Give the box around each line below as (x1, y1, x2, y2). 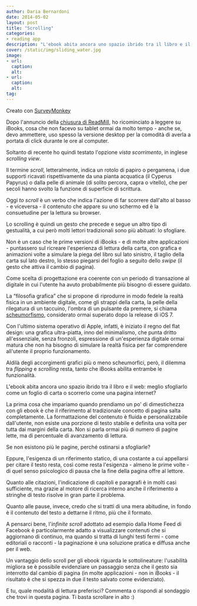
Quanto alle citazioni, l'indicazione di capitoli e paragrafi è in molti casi (6, 479, 176, 486)
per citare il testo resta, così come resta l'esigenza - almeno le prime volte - (6, 461, 189, 468)
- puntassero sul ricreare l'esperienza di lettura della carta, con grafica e (6, 244, 182, 251)
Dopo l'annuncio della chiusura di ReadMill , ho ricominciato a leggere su (6, 118, 181, 126)
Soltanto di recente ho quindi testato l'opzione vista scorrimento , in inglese (6, 149, 188, 156)
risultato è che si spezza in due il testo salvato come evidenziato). (6, 575, 166, 582)
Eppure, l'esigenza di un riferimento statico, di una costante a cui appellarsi (6, 454, 189, 462)
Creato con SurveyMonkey (6, 107, 71, 114)
